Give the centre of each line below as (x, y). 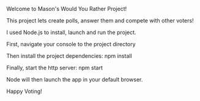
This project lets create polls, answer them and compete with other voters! (100, 20)
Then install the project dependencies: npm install (69, 56)
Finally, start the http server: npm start (54, 68)
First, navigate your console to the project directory (71, 44)
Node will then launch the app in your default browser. (75, 79)
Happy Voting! (24, 91)
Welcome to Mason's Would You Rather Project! (67, 9)
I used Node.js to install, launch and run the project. (71, 32)
